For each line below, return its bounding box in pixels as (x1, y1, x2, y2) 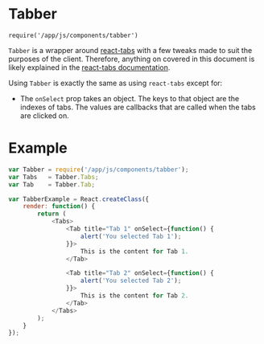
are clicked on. (19, 110, 70, 121)
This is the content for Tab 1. (80, 247, 189, 256)
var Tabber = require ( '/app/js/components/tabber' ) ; (8, 166, 189, 174)
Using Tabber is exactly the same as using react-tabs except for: (8, 78, 223, 88)
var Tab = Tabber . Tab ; (8, 180, 95, 189)
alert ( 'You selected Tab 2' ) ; (80, 276, 182, 285)
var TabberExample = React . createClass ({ (8, 195, 150, 203)
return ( (37, 210, 67, 218)
